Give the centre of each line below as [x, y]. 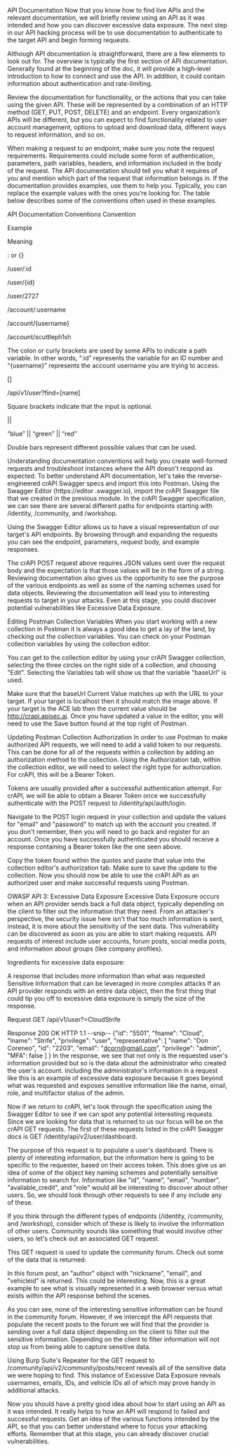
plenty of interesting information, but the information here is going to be [111, 1158]
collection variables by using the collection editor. [79, 644]
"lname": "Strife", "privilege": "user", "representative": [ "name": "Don [108, 1040]
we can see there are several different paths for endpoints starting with [110, 506]
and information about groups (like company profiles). [85, 949]
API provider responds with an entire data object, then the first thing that [112, 991]
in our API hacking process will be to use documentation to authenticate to [115, 32]
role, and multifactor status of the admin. [66, 1093]
